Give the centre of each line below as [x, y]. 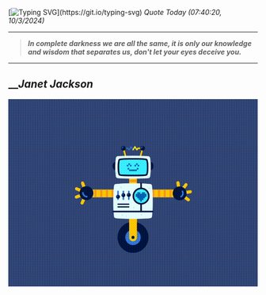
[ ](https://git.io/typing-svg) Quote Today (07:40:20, [115, 12]
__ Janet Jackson [51, 84]
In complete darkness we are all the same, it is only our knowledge [139, 43]
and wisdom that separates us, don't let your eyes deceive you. [135, 52]
